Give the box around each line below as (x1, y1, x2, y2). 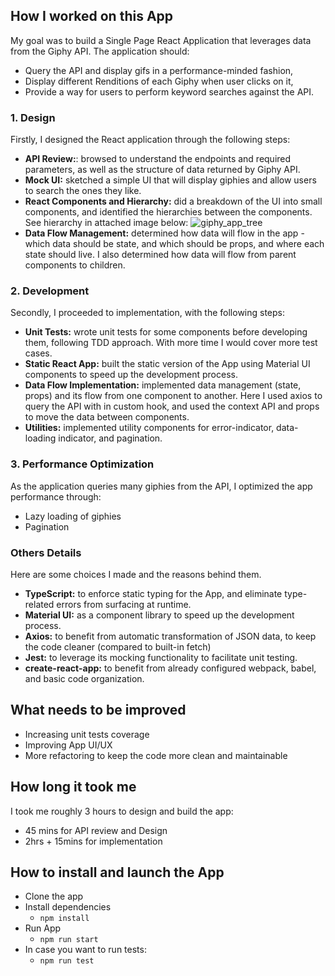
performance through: (10, 490, 102, 503)
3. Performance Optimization (10, 457, 155, 471)
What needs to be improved (10, 702, 187, 719)
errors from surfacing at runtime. (56, 599, 192, 610)
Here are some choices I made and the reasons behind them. (10, 569, 262, 580)
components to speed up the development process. (24, 369, 238, 381)
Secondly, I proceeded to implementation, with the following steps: (10, 307, 286, 319)
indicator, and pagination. (58, 432, 163, 444)
